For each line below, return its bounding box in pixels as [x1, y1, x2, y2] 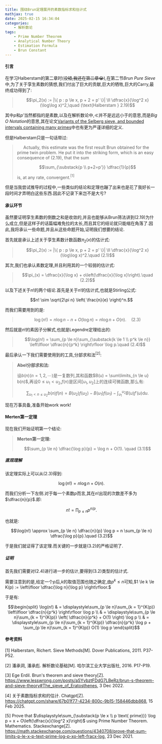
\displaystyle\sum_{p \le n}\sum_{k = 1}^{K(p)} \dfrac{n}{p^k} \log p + [12, 619, 151, 625]
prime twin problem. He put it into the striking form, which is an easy [16, 149, 154, 156]
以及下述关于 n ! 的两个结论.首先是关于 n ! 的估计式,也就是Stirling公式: [5, 287, 137, 293]
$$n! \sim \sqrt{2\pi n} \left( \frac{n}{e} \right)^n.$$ [30, 297, 133, 303]
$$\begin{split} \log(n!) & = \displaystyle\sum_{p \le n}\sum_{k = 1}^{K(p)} [8, 604, 155, 610]
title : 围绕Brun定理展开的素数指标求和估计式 [5, 7, 87, 12]
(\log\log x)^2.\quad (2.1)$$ [60, 252, 115, 258]
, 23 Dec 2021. [104, 733, 134, 739]
